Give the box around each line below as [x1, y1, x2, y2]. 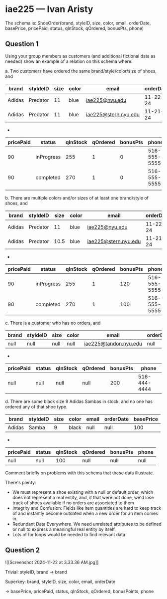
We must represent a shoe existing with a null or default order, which [12, 489, 153, 495]
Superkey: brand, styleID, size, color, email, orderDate [5, 579, 116, 585]
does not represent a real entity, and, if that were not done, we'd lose [12, 494, 154, 500]
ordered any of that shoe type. [5, 403, 68, 409]
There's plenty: [5, 479, 36, 485]
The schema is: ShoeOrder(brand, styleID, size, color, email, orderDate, [5, 20, 151, 26]
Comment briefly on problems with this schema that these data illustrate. [5, 470, 154, 476]
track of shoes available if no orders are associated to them [12, 500, 134, 506]
